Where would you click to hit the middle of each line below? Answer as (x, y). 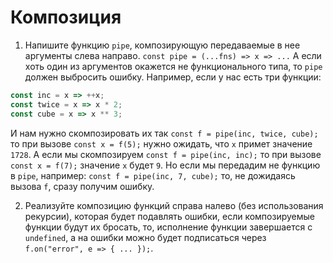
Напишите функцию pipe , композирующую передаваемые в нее (162, 45)
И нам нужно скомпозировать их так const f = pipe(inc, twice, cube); (164, 133)
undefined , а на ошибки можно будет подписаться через (145, 237)
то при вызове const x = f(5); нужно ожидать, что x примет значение (161, 143)
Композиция (66, 17)
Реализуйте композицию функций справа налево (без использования (174, 205)
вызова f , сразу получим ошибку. (82, 186)
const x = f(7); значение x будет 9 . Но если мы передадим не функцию (165, 165)
